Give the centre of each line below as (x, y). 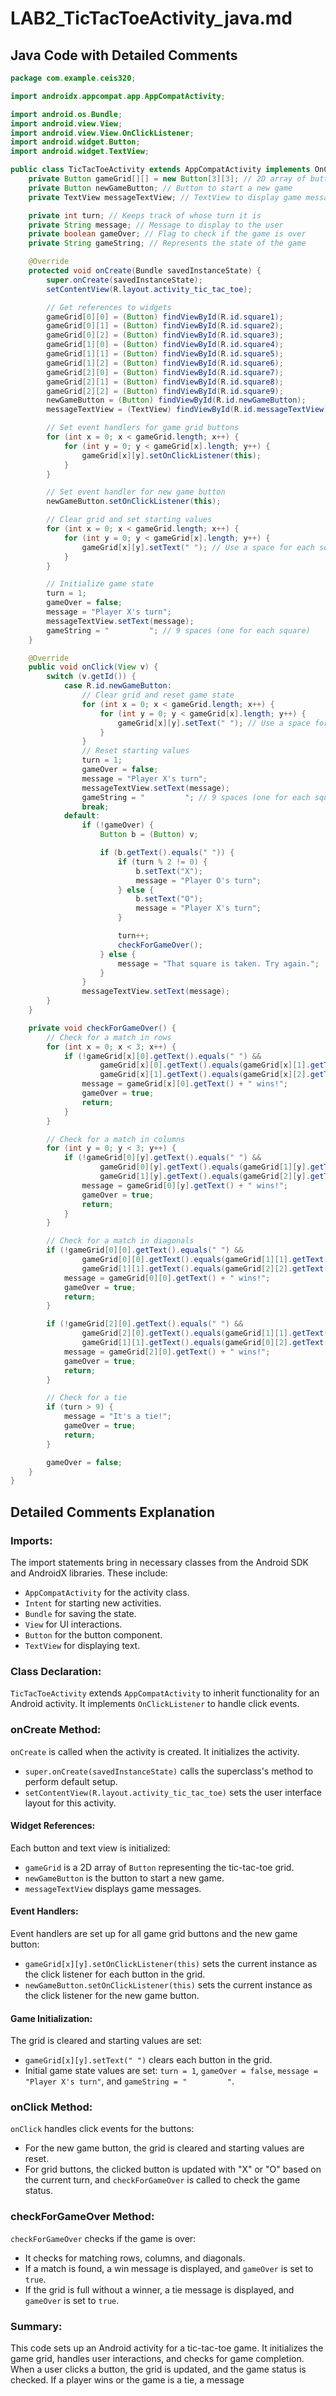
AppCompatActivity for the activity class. (107, 1592)
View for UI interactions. (73, 1624)
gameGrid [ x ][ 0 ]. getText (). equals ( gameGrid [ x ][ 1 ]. (205, 1065)
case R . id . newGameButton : (117, 686)
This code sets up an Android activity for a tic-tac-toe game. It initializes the (167, 2348)
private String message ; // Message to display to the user (156, 225)
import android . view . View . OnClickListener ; (102, 133)
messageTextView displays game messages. (113, 1888)
